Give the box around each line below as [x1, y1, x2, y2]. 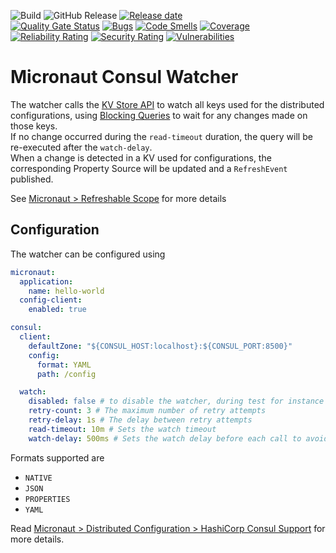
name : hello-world [28, 286, 105, 296]
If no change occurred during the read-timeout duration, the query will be [10, 130, 313, 142]
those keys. [10, 120, 58, 132]
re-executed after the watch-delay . [10, 141, 153, 153]
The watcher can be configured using [10, 248, 166, 260]
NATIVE [24, 473, 53, 483]
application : [19, 276, 74, 287]
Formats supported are [10, 451, 105, 464]
